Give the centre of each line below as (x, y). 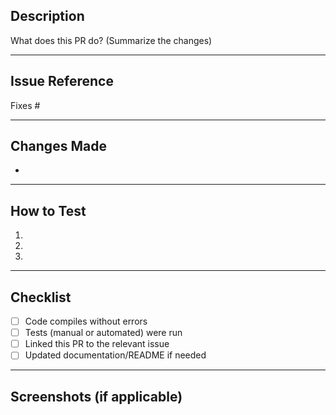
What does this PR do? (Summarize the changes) (111, 40)
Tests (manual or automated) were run (103, 333)
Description (47, 16)
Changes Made (58, 146)
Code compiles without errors (86, 321)
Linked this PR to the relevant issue (97, 344)
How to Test (48, 210)
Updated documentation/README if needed (115, 355)
